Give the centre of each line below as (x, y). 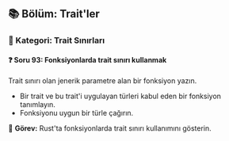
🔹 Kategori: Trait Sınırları (57, 40)
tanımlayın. (37, 104)
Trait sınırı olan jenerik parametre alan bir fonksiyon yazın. (103, 80)
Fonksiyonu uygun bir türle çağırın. (76, 112)
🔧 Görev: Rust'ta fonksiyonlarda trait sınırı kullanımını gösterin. (110, 128)
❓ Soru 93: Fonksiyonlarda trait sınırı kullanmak (88, 59)
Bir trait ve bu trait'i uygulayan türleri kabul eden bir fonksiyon (120, 96)
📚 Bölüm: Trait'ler (54, 14)
